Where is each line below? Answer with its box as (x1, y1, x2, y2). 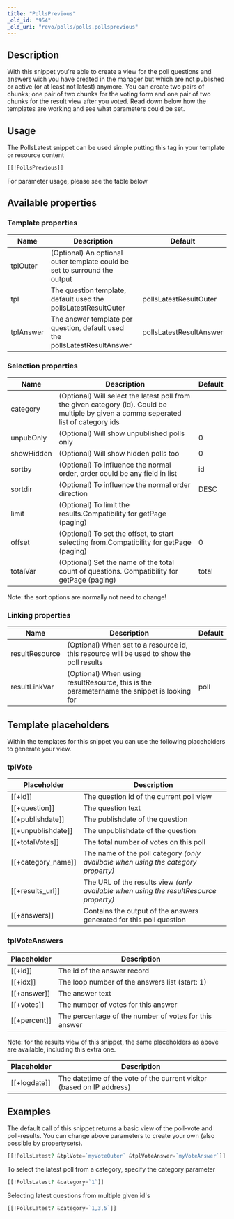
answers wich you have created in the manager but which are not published (7, 75, 225, 84)
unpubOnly (10, 433, 47, 442)
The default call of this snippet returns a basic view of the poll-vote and (7, 1124, 212, 1132)
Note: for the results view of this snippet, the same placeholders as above (7, 1038, 219, 1046)
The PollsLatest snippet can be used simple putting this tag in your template (7, 144, 225, 151)
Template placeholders (7, 719, 109, 731)
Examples (7, 1105, 51, 1117)
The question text (83, 803, 141, 813)
